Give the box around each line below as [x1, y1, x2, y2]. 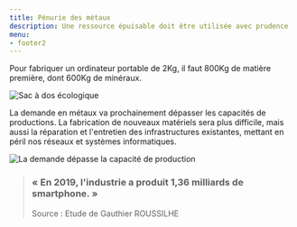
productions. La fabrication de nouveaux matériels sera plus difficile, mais [9, 117, 284, 128]
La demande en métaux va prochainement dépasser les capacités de [9, 107, 266, 118]
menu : [9, 30, 30, 39]
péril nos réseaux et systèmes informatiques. [9, 136, 177, 147]
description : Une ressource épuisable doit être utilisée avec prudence [9, 22, 289, 31]
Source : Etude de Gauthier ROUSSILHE [31, 208, 179, 219]
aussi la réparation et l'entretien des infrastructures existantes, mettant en [9, 127, 284, 138]
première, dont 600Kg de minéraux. [9, 73, 143, 84]
